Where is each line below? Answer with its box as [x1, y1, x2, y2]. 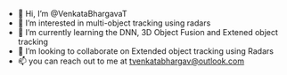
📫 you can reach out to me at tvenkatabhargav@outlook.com [17, 56, 245, 66]
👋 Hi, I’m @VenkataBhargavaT [17, 9, 127, 19]
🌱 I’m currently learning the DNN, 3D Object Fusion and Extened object [17, 27, 279, 37]
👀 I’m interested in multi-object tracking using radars [17, 18, 211, 28]
